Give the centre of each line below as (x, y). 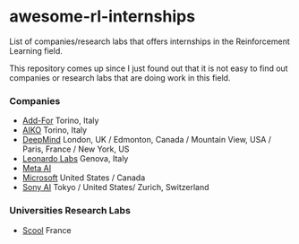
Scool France (47, 230)
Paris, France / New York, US (76, 149)
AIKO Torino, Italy (55, 130)
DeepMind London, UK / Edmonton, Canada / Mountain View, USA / (146, 140)
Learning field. (36, 50)
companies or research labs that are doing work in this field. (120, 77)
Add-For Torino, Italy (60, 121)
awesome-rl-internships (102, 17)
